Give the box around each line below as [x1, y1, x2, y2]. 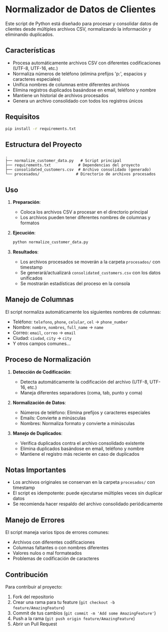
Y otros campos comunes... [12, 340, 71, 346]
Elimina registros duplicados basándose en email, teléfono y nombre [12, 87, 156, 93]
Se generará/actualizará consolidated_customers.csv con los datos [20, 269, 161, 275]
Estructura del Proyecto [5, 140, 82, 149]
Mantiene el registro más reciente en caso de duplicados [20, 451, 140, 457]
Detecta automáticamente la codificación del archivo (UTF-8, [20, 379, 149, 385]
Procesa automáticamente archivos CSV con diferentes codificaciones [12, 60, 161, 66]
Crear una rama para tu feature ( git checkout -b [12, 599, 115, 605]
